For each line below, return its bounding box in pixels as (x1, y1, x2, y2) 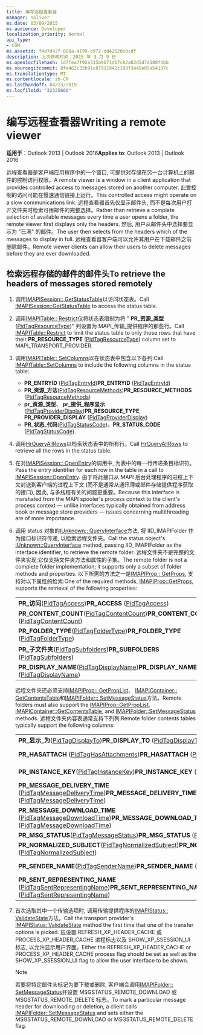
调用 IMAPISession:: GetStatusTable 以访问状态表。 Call (14, 295, 149, 303)
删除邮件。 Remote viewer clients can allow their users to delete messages (6, 243, 192, 250)
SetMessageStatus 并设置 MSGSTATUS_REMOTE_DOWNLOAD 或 (14, 988, 177, 996)
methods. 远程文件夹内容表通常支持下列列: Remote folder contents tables (14, 714, 196, 722)
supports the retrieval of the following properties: (14, 584, 138, 592)
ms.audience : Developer (6, 25, 66, 32)
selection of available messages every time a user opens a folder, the (6, 213, 179, 221)
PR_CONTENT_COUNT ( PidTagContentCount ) (18, 609, 148, 617)
